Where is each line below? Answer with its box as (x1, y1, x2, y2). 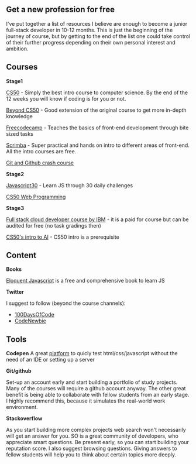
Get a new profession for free (6, 5, 115, 15)
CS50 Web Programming (6, 193, 66, 200)
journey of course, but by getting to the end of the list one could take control (6, 32, 191, 40)
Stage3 (6, 204, 25, 211)
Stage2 (6, 170, 25, 177)
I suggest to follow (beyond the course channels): (6, 300, 126, 307)
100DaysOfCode (14, 311, 54, 318)
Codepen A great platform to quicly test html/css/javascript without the (6, 350, 178, 357)
